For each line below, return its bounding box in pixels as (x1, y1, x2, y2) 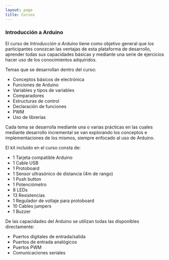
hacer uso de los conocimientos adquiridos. (5, 56, 97, 62)
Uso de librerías (12, 114, 46, 120)
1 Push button (12, 176, 42, 182)
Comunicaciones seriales (12, 249, 66, 255)
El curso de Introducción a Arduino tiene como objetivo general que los (5, 40, 154, 46)
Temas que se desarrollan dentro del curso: (5, 67, 96, 73)
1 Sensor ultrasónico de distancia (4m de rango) (12, 171, 113, 177)
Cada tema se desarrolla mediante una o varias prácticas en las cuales (5, 124, 153, 130)
